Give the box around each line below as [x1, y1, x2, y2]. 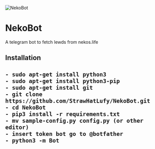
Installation [5, 53, 41, 62]
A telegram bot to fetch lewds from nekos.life [5, 39, 99, 45]
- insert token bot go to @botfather [5, 130, 123, 137]
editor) [5, 123, 29, 131]
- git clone [5, 91, 43, 98]
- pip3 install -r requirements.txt [5, 110, 120, 118]
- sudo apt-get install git [5, 84, 93, 91]
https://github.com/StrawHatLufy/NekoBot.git [5, 97, 150, 104]
